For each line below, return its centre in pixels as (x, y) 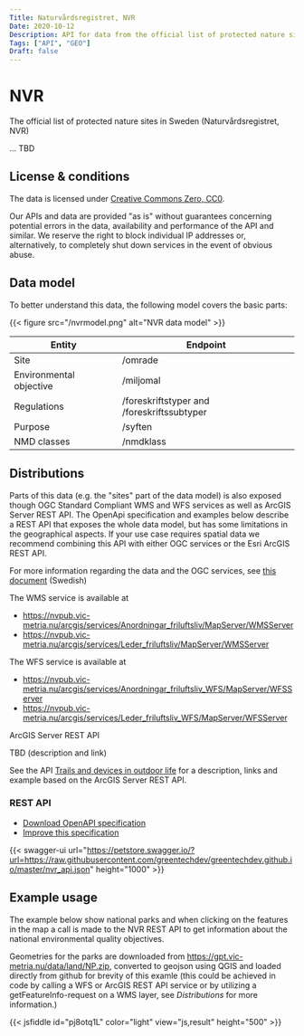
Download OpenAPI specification (84, 822)
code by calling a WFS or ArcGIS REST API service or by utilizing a (133, 985)
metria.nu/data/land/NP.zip (60, 965)
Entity (63, 345)
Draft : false (34, 52)
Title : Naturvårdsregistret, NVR (72, 18)
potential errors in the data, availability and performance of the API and (142, 225)
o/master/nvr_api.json (50, 869)
